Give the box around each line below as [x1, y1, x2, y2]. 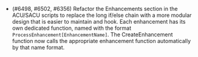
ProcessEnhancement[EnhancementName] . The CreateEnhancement [12, 31, 173, 38]
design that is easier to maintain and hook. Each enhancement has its [12, 18, 186, 25]
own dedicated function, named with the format [12, 24, 132, 32]
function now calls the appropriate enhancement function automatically [12, 38, 191, 44]
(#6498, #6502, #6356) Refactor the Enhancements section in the [12, 5, 178, 12]
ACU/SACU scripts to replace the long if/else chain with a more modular [12, 12, 192, 19]
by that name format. [12, 44, 65, 51]
